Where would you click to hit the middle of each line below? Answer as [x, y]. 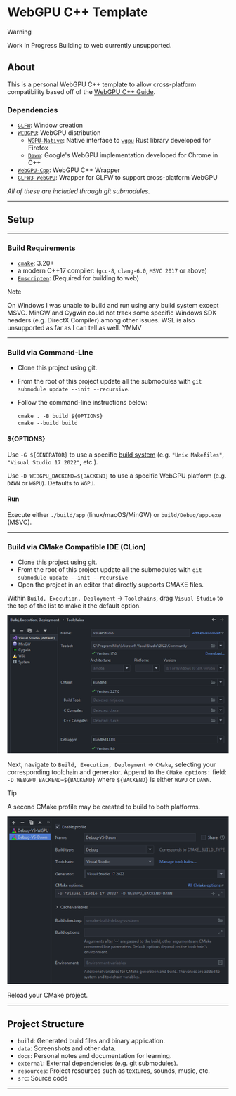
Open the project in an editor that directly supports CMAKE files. [110, 585]
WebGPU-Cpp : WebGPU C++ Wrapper [69, 170]
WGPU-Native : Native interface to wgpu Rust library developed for [119, 141]
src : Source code [42, 1078]
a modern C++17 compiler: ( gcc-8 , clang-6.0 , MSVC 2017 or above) [112, 270]
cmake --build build [47, 423]
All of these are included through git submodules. [79, 191]
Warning [19, 32]
